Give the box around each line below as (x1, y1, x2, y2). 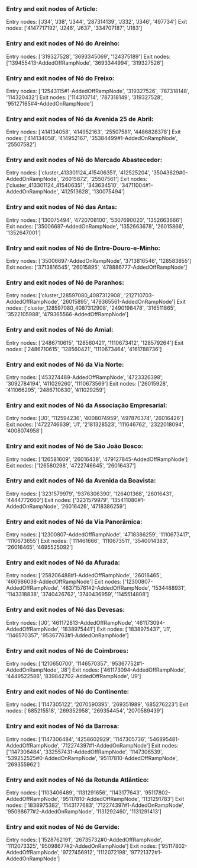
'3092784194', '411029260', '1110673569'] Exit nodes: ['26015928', (6, 380, 169, 387)
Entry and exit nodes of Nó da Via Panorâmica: (6, 517, 143, 526)
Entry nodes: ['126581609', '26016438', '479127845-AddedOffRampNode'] (6, 456, 188, 463)
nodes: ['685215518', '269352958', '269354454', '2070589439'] (6, 707, 164, 714)
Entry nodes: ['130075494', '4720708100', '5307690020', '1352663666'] (6, 216, 183, 224)
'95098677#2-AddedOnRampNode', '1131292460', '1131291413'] (6, 807, 162, 815)
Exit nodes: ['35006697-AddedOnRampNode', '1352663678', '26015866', (6, 222, 185, 230)
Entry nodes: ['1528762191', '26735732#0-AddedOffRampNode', (6, 836, 163, 844)
